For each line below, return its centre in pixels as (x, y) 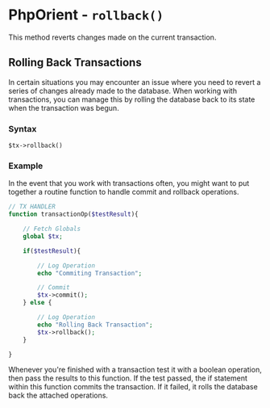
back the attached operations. (58, 395)
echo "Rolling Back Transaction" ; (95, 325)
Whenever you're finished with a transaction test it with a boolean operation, (135, 370)
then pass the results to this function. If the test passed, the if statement (128, 378)
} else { (37, 303)
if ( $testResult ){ (52, 251)
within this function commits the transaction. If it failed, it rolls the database (133, 387)
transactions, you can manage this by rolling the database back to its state (132, 99)
